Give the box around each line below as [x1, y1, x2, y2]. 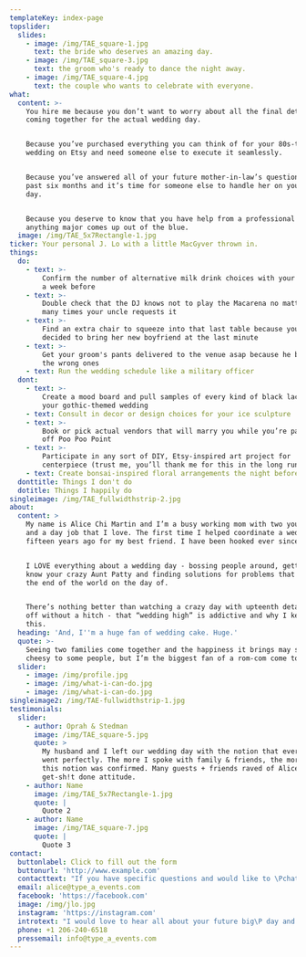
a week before [42, 282, 96, 291]
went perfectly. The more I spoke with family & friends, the [42, 755, 283, 765]
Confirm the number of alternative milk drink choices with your [42, 273, 296, 283]
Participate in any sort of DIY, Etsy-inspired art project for [42, 452, 291, 461]
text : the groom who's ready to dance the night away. [33, 65, 247, 74]
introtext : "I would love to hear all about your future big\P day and [17, 917, 296, 926]
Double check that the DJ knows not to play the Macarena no [42, 299, 280, 309]
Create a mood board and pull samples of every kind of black [42, 393, 283, 402]
